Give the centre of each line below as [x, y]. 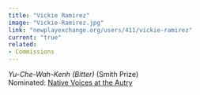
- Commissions [32, 52]
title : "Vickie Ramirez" [49, 15]
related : [23, 45]
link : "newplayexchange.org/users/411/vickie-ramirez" [100, 30]
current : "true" [35, 37]
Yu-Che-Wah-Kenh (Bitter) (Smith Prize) [74, 74]
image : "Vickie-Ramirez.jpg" [56, 23]
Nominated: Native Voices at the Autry [70, 82]
